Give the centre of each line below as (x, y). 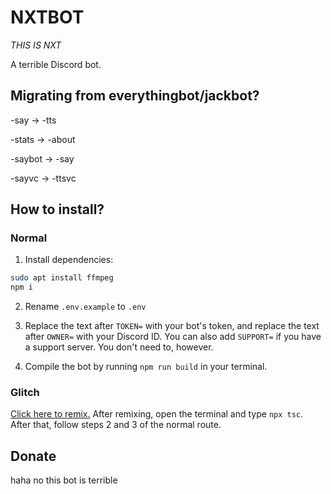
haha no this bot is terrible (64, 480)
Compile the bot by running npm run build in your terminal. (146, 367)
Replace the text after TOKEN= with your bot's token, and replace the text (172, 326)
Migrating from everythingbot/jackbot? (135, 96)
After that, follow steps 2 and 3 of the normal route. (116, 425)
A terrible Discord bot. (56, 64)
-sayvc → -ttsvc (43, 178)
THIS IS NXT (36, 45)
